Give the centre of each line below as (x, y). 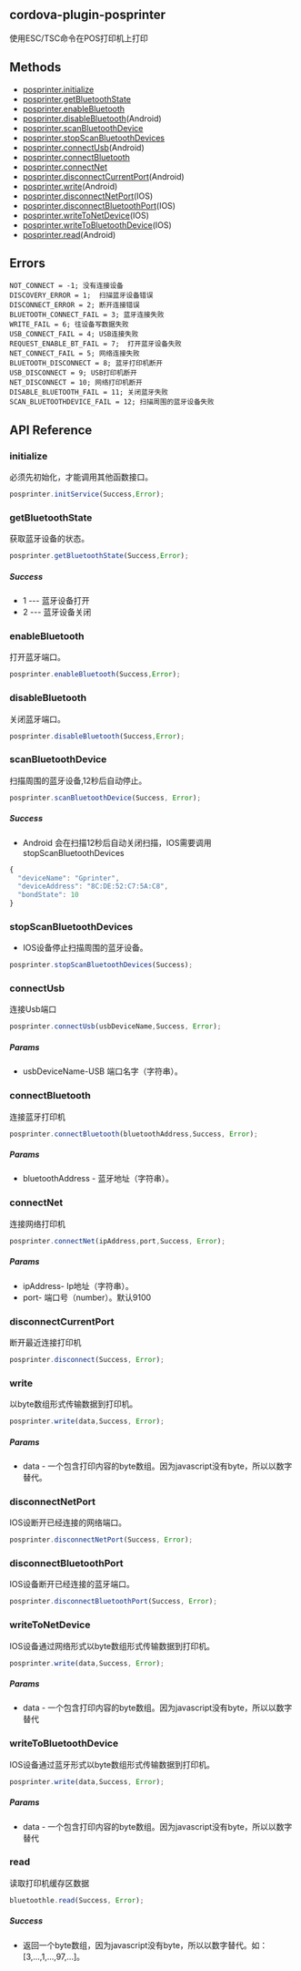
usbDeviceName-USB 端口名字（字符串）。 (103, 1071)
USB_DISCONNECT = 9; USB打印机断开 (74, 373)
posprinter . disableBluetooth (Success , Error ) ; (97, 736)
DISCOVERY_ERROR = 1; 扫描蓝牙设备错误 (81, 295)
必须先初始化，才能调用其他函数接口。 (81, 477)
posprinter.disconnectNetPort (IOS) (88, 196)
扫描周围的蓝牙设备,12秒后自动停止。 (78, 780)
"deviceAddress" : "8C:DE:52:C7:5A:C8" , (93, 887)
